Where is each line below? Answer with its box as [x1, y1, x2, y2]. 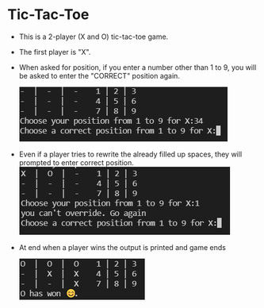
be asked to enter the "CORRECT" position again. [18, 71, 180, 80]
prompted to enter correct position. [18, 157, 134, 167]
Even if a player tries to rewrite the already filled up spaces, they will [18, 149, 243, 159]
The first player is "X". [18, 47, 91, 56]
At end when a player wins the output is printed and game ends [18, 242, 227, 252]
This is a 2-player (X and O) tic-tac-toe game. [18, 32, 169, 41]
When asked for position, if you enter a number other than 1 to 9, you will [18, 62, 257, 72]
